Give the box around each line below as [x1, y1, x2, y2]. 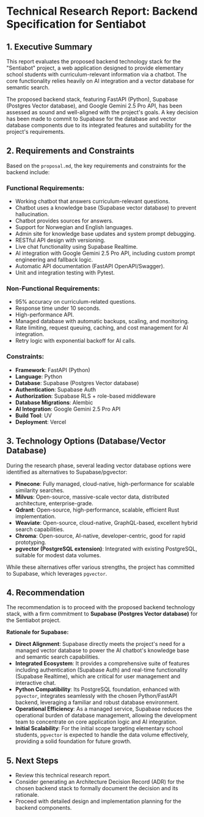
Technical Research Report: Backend [6, 4, 198, 18]
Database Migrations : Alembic [15, 398, 93, 406]
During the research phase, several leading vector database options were [6, 461, 191, 469]
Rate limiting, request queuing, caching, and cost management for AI [15, 324, 188, 331]
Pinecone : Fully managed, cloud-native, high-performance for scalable [15, 480, 195, 487]
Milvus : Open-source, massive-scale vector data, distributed [15, 493, 169, 500]
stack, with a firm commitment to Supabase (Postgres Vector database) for [6, 610, 198, 618]
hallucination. [15, 211, 49, 218]
